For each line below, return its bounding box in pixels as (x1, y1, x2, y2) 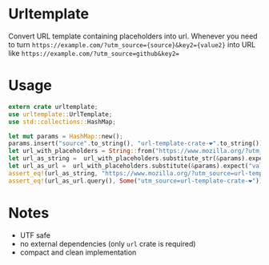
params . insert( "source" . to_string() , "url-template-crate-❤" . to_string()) (8, 139, 263, 148)
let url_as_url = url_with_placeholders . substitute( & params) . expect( (8, 162, 249, 170)
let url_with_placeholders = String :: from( (8, 147, 156, 155)
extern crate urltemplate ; (8, 102, 98, 110)
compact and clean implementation (19, 247, 137, 257)
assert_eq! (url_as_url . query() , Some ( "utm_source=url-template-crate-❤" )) (8, 177, 263, 185)
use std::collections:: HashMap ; (8, 118, 116, 126)
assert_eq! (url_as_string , (8, 169, 98, 177)
